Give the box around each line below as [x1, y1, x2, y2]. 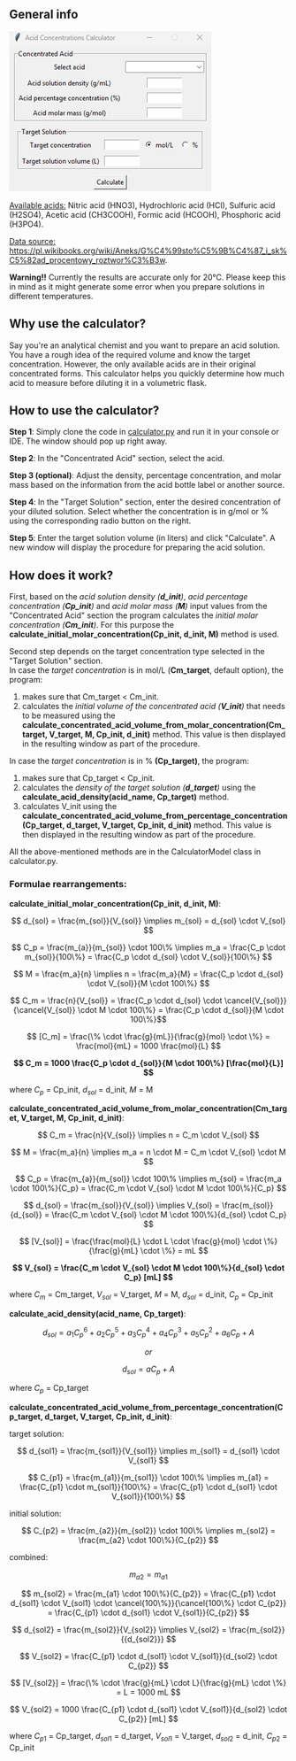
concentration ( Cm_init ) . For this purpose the [9, 620, 175, 630]
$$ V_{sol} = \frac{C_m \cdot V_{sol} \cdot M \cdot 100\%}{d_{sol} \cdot [11, 1263, 285, 1273]
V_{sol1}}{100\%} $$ [111, 1491, 186, 1502]
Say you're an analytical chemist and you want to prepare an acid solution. [9, 340, 281, 351]
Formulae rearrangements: [9, 878, 127, 891]
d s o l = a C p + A [122, 1363, 175, 1376]
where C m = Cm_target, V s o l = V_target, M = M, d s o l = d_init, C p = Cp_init [9, 1289, 274, 1302]
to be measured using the [21, 710, 116, 721]
